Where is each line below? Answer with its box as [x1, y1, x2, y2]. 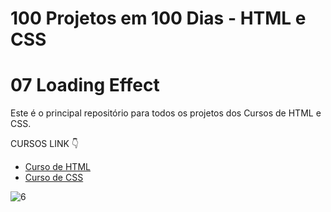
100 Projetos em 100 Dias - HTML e [10, 7, 307, 30]
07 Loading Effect [10, 74, 160, 97]
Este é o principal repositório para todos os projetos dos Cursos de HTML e [10, 107, 322, 119]
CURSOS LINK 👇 [10, 138, 80, 150]
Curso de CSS [24, 172, 84, 184]
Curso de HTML [24, 161, 91, 173]
